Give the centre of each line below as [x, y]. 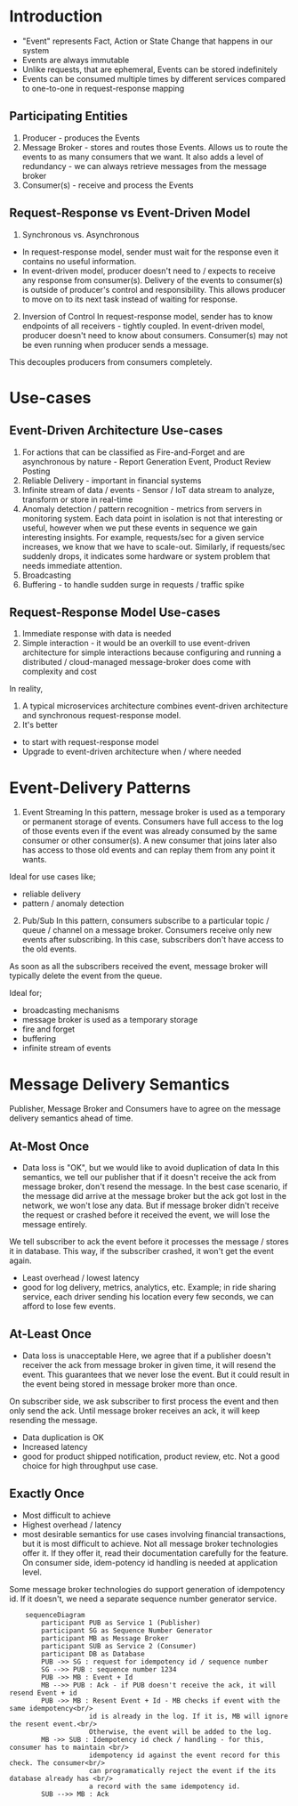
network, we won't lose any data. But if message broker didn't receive [150, 1206]
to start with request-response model [90, 742]
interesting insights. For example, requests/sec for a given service [143, 537]
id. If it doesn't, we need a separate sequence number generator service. [143, 1599]
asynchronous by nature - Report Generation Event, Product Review [146, 461]
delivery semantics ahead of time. [71, 1118]
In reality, [26, 689]
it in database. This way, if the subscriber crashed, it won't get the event [141, 1251]
